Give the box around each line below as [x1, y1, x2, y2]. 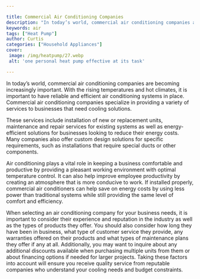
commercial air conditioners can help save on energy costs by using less [6, 185, 185, 192]
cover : [6, 47, 23, 54]
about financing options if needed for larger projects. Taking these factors [6, 253, 187, 261]
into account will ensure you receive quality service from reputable [6, 259, 170, 267]
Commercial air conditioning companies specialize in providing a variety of [6, 99, 189, 106]
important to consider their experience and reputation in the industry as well [6, 215, 193, 222]
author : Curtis [6, 36, 44, 42]
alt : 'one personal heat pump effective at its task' [8, 58, 145, 64]
